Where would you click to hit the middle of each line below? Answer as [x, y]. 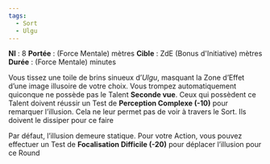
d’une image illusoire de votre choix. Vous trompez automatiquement [123, 86]
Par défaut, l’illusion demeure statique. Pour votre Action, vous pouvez [125, 136]
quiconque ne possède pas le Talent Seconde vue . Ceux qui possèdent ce [132, 95]
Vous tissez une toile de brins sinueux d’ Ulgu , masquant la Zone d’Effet [127, 78]
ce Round [24, 153]
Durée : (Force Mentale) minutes [62, 62]
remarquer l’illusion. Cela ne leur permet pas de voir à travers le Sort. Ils [127, 112]
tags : [17, 16]
